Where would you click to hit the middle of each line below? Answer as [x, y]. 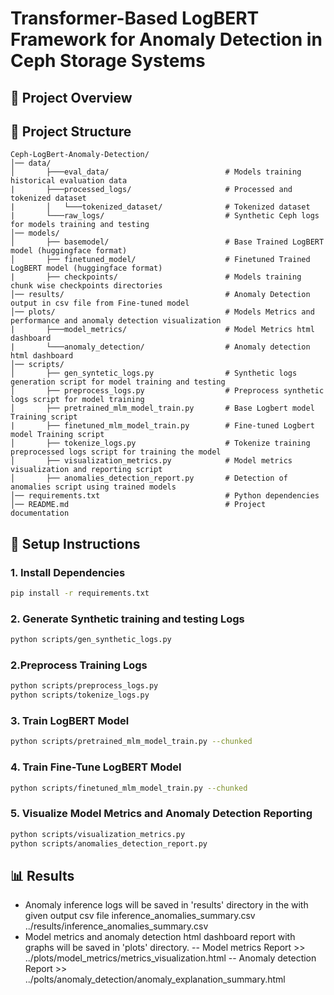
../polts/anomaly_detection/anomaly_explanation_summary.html [155, 979]
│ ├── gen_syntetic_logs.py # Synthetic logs [154, 373]
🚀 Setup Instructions [75, 543]
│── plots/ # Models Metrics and [162, 312]
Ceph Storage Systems [108, 61]
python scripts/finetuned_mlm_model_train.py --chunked [129, 788]
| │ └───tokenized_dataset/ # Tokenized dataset [160, 207]
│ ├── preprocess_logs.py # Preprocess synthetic [167, 391]
